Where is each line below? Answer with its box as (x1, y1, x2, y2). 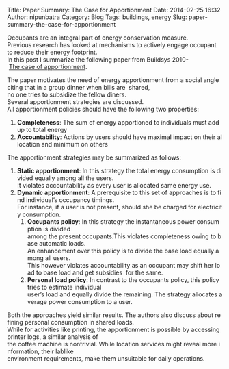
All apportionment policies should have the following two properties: (7, 105, 200, 113)
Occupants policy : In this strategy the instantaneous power (27, 218, 196, 225)
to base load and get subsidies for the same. (36, 268, 163, 277)
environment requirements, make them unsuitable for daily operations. (7, 355, 205, 362)
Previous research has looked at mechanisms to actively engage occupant (7, 41, 217, 49)
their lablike (40, 347, 74, 355)
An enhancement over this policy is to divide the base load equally (27, 246, 214, 255)
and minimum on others (41, 140, 108, 148)
